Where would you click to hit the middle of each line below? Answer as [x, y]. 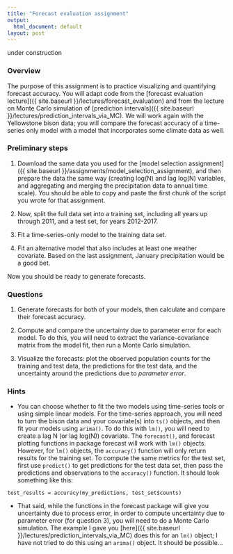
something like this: [45, 480]
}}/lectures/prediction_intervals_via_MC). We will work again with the [105, 115]
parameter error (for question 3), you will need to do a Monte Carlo [113, 521]
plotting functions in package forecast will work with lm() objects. [112, 443]
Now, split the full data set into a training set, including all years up [112, 213]
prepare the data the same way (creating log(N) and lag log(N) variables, [121, 178]
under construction [35, 53]
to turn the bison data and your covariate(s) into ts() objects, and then [119, 421]
